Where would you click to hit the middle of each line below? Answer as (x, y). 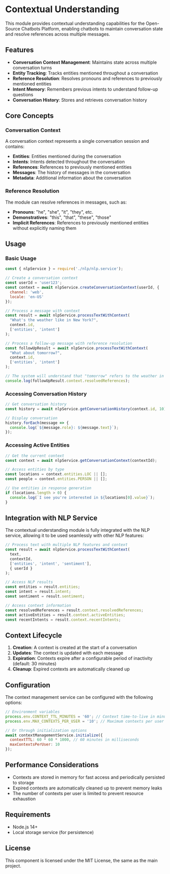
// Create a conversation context (42, 278)
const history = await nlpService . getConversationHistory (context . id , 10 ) (86, 409)
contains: (15, 147)
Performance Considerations (52, 765)
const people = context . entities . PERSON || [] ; (56, 479)
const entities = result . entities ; (43, 587)
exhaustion (24, 799)
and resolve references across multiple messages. (58, 34)
